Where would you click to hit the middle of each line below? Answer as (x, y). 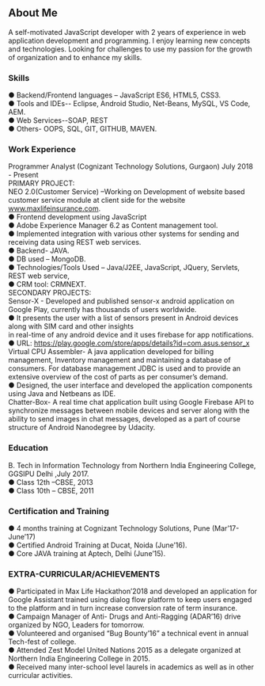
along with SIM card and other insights (71, 326)
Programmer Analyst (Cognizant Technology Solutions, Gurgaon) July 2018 (131, 166)
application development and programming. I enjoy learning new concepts (129, 40)
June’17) (22, 537)
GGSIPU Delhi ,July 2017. (49, 474)
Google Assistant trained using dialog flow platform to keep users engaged (130, 600)
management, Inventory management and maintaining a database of (119, 360)
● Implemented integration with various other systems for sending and (124, 234)
